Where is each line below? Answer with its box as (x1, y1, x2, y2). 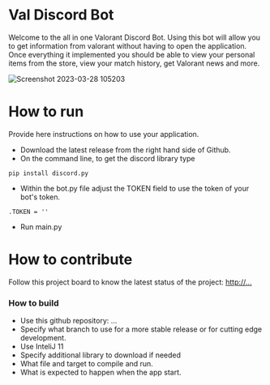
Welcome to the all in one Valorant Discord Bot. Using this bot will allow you (8, 32, 261, 42)
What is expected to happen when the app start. (19, 367, 182, 378)
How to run (8, 103, 84, 121)
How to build (8, 297, 59, 309)
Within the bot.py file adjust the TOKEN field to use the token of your (19, 183, 250, 193)
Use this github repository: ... (19, 316, 118, 326)
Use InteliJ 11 (19, 342, 64, 352)
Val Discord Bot (8, 6, 114, 24)
